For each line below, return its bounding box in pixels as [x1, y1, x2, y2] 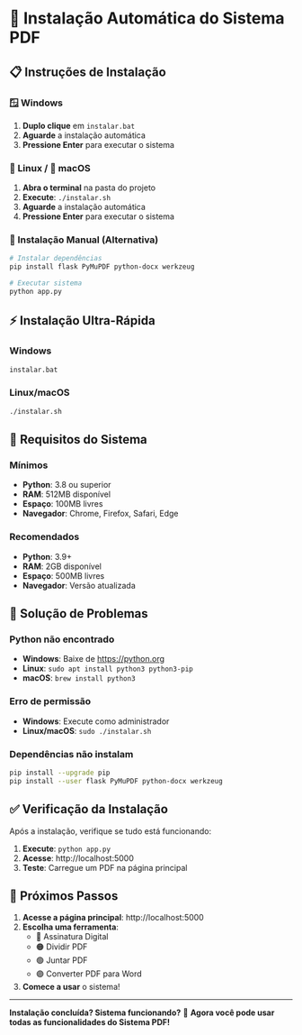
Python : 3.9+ [22, 551, 72, 562]
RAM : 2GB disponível [22, 561, 102, 572]
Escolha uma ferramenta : [22, 921, 120, 932]
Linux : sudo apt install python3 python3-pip [22, 663, 193, 674]
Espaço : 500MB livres [22, 570, 105, 581]
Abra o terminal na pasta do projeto [22, 182, 155, 193]
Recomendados [9, 531, 80, 544]
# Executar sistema [9, 279, 83, 288]
